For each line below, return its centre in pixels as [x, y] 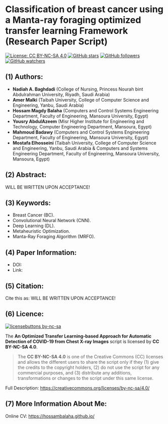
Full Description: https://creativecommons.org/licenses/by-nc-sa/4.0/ [77, 388]
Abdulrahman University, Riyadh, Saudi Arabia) [61, 94]
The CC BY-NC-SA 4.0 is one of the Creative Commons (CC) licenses [90, 356]
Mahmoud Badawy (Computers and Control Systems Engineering [81, 132]
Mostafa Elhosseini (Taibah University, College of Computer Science [84, 143]
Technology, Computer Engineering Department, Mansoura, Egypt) [82, 126]
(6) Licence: [24, 314]
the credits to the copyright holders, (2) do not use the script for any [89, 367]
